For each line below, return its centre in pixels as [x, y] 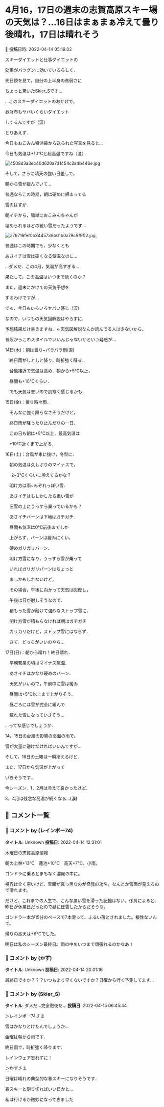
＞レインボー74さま [25, 1016]
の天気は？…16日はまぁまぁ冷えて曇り [82, 22]
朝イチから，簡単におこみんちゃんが [42, 215]
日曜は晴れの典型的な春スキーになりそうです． [52, 1079]
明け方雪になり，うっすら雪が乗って [46, 558]
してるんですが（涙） [26, 122]
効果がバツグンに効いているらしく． [42, 70]
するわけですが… [22, 297]
